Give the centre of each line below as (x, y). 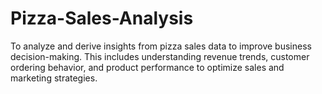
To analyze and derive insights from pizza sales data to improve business (161, 46)
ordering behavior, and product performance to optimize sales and (147, 67)
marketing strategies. (54, 78)
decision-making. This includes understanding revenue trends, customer (160, 56)
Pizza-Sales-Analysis (102, 18)
